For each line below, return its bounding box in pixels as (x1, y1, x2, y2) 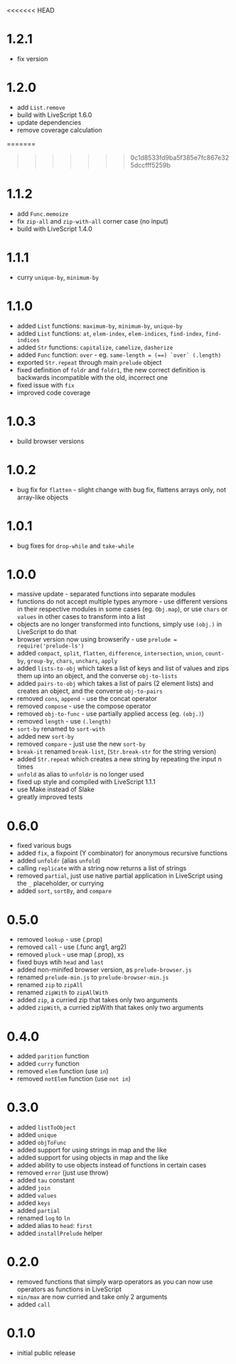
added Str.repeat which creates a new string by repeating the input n (16, 755, 222, 764)
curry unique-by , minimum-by (16, 273, 99, 281)
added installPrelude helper (16, 1229, 103, 1238)
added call (16, 1300, 51, 1309)
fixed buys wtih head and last (16, 958, 104, 967)
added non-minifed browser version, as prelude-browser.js (16, 965, 193, 974)
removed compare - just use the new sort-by (16, 740, 146, 749)
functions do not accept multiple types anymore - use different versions (16, 598, 228, 606)
